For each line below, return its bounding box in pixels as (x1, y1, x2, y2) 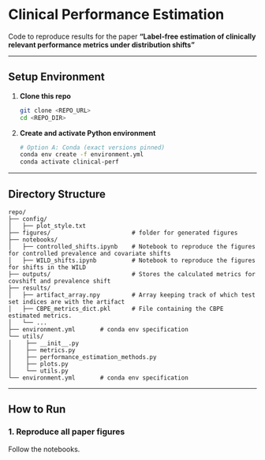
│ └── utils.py (8, 367, 69, 375)
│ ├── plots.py (8, 360, 69, 368)
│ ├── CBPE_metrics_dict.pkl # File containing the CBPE (8, 305, 224, 312)
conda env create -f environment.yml (19, 151, 144, 159)
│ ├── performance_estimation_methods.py (8, 353, 157, 361)
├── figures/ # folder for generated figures (8, 229, 238, 237)
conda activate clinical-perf (19, 158, 120, 166)
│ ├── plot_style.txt (8, 222, 87, 230)
